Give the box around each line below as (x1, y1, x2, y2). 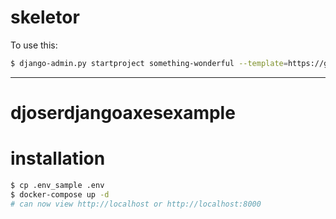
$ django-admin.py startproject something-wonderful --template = (10, 58, 288, 68)
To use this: (10, 39, 58, 51)
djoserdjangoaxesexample (10, 102, 236, 124)
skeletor (10, 6, 80, 29)
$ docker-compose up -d (10, 189, 110, 200)
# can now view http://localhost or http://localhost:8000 (10, 199, 262, 209)
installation (10, 147, 106, 170)
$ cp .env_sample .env (10, 180, 105, 190)
